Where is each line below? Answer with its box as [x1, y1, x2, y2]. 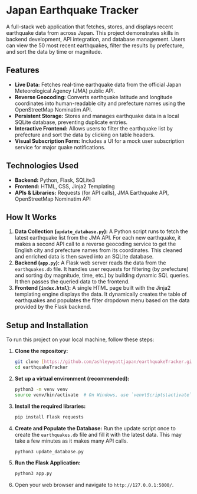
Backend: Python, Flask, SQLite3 [14, 176, 96, 184]
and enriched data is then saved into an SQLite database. [14, 253, 154, 260]
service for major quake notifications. [14, 143, 106, 151]
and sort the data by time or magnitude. [6, 48, 103, 55]
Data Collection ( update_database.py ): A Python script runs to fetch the [14, 228, 189, 235]
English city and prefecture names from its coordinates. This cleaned [14, 247, 183, 254]
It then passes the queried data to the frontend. [14, 278, 130, 285]
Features [6, 66, 40, 76]
